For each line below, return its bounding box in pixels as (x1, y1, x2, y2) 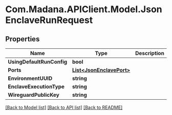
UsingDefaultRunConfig (8, 59, 68, 65)
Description (135, 50, 165, 56)
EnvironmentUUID (8, 75, 53, 82)
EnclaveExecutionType (8, 83, 65, 90)
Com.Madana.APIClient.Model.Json (5, 4, 162, 15)
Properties (5, 35, 40, 43)
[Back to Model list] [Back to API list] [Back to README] (5, 104, 123, 110)
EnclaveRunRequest (5, 14, 93, 26)
